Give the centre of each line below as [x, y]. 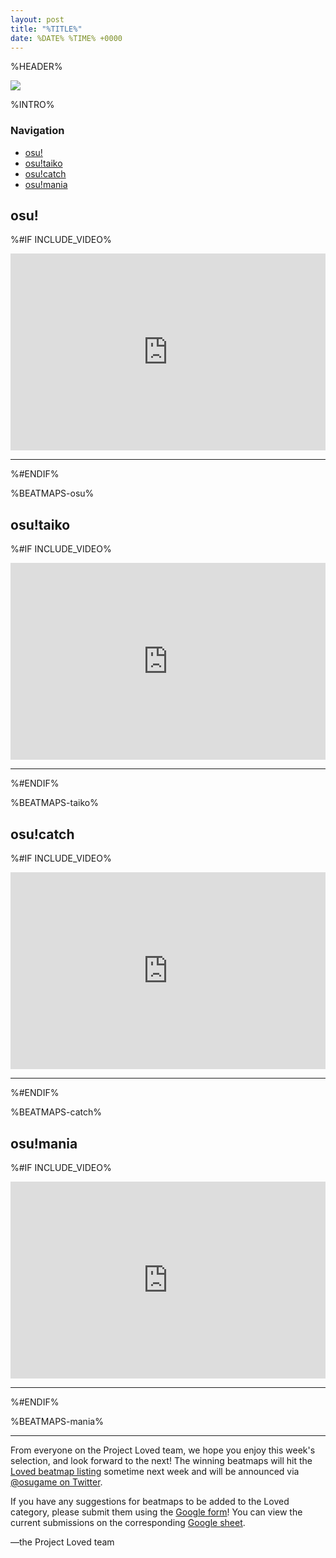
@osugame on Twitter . [56, 1482]
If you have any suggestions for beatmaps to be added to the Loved [150, 1501]
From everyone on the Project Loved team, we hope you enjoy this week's [163, 1450]
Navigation [37, 131]
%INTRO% [32, 105]
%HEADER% [36, 67]
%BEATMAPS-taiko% [54, 803]
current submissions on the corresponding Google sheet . [128, 1522]
